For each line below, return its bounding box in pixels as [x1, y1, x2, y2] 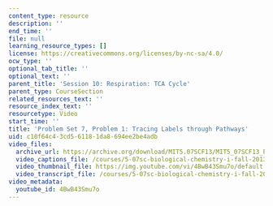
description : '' [8, 19, 63, 28]
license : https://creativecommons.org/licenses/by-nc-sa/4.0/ [8, 49, 223, 58]
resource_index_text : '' [8, 102, 93, 110]
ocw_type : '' [8, 58, 53, 66]
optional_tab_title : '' [8, 65, 89, 73]
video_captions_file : [15, 155, 89, 163]
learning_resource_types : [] [8, 42, 107, 50]
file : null [8, 34, 45, 43]
